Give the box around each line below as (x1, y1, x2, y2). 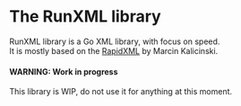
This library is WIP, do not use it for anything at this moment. (9, 86, 233, 97)
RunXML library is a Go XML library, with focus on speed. (9, 36, 220, 47)
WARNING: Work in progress (9, 66, 118, 77)
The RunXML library (9, 6, 161, 27)
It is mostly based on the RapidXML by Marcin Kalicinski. (9, 45, 219, 56)
